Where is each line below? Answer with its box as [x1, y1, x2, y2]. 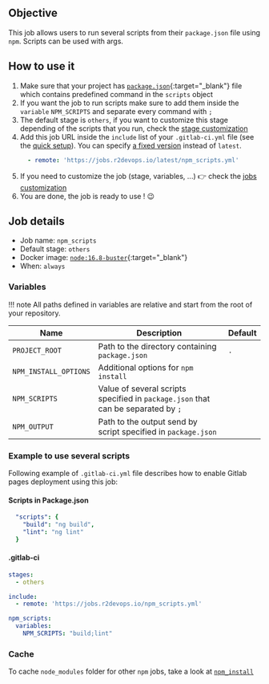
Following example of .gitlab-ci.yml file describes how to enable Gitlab [8, 468, 247, 478]
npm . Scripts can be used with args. [8, 36, 124, 46]
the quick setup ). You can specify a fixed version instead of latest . [19, 140, 242, 150]
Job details [8, 214, 66, 228]
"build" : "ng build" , [22, 520, 94, 528]
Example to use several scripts [8, 450, 130, 461]
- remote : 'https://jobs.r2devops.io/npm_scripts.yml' [15, 600, 203, 609]
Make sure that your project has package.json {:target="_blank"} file [19, 80, 243, 91]
